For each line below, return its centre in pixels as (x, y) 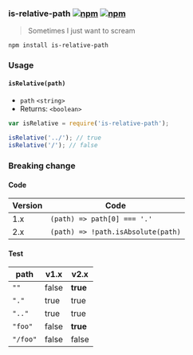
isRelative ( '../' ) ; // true (55, 138)
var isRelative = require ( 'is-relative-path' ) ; (89, 123)
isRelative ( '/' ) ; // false (53, 146)
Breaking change (42, 166)
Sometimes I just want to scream (81, 31)
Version (28, 205)
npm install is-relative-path (59, 45)
